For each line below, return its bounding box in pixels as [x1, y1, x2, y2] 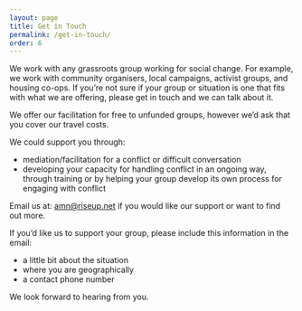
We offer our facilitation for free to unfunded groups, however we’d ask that [9, 109, 291, 120]
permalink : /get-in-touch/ [9, 30, 111, 39]
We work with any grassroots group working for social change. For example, [9, 63, 294, 74]
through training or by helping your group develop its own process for [22, 174, 283, 184]
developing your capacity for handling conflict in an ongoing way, [22, 164, 267, 174]
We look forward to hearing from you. [9, 291, 149, 303]
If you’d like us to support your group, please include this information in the [9, 228, 289, 239]
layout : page [9, 13, 59, 23]
